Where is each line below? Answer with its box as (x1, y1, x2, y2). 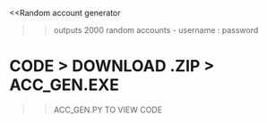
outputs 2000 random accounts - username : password (53, 25, 259, 35)
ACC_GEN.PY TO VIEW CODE (53, 104, 163, 115)
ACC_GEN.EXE (9, 75, 119, 95)
